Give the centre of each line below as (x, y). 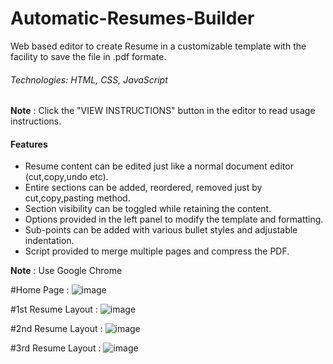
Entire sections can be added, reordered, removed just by (143, 188)
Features (29, 144)
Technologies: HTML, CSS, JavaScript (89, 79)
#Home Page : (40, 290)
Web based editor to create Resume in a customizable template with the (158, 46)
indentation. (49, 241)
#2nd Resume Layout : (56, 329)
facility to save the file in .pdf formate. (88, 56)
